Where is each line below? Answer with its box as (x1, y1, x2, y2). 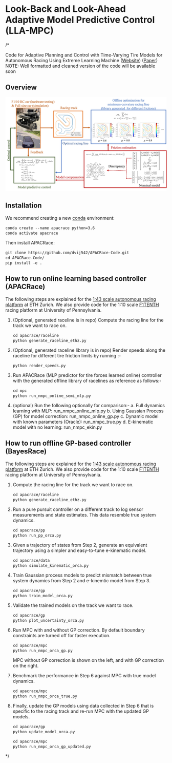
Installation (5, 201, 42, 210)
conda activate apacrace (5, 231, 58, 236)
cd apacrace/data (12, 558, 50, 563)
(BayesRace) (5, 447, 47, 456)
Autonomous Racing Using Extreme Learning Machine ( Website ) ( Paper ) (5, 57, 158, 63)
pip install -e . (5, 260, 42, 265)
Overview (5, 83, 37, 92)
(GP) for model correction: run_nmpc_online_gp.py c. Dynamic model (12, 413, 159, 419)
